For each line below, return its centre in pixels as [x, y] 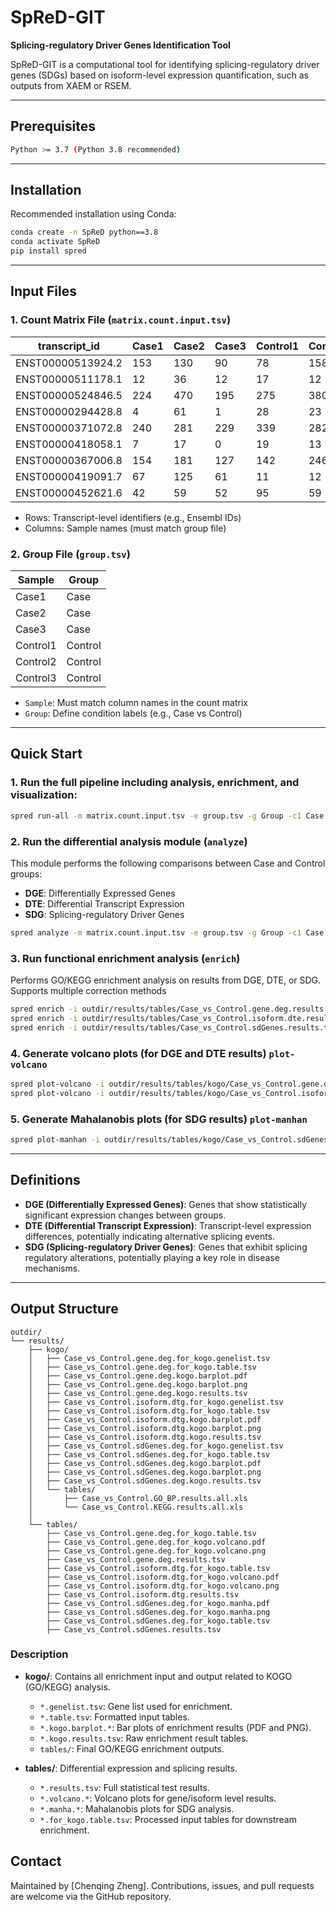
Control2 [36, 662]
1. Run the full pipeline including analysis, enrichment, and [155, 783]
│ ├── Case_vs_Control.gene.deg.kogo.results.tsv [138, 1393]
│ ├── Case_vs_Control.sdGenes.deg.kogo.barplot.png [145, 1472]
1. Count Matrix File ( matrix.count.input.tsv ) [121, 320]
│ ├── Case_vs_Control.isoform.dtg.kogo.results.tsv [145, 1437]
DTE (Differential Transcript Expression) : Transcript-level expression [168, 1225]
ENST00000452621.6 [69, 493]
